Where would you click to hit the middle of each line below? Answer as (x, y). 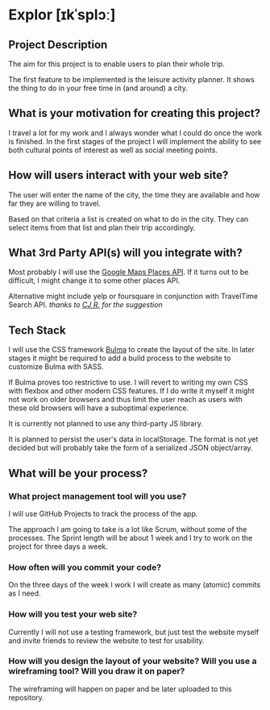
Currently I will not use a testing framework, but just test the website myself (134, 632)
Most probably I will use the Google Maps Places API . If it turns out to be (129, 272)
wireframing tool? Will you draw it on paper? (97, 671)
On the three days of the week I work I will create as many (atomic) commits (135, 585)
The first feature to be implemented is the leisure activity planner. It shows (132, 79)
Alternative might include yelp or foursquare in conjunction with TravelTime (133, 297)
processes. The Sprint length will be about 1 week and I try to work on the (131, 538)
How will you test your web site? (73, 614)
